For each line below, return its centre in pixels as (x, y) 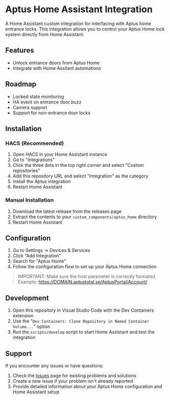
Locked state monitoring (38, 96)
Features (20, 50)
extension (23, 316)
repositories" (26, 171)
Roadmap (21, 84)
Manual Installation (30, 200)
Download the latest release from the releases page (67, 211)
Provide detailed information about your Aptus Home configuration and (87, 386)
